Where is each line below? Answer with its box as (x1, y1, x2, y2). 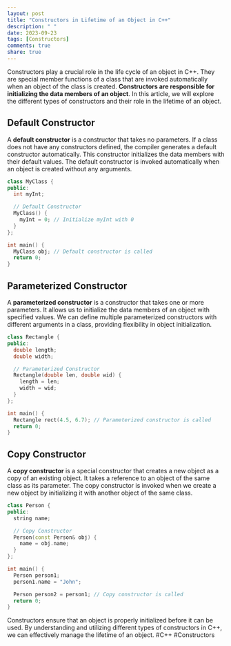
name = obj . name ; (19, 540, 70, 547)
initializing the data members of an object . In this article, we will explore (7, 89, 214, 97)
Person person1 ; (13, 571, 60, 579)
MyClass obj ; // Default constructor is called (13, 248, 153, 255)
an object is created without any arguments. (7, 164, 132, 173)
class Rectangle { (7, 334, 60, 341)
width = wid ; (19, 385, 57, 392)
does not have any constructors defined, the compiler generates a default (7, 142, 217, 151)
